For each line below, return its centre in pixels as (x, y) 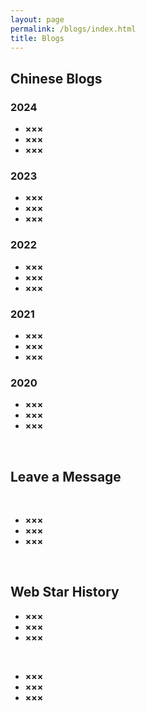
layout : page (37, 19)
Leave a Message (66, 476)
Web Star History (65, 592)
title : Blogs (37, 38)
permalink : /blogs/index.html (73, 29)
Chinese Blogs (56, 78)
